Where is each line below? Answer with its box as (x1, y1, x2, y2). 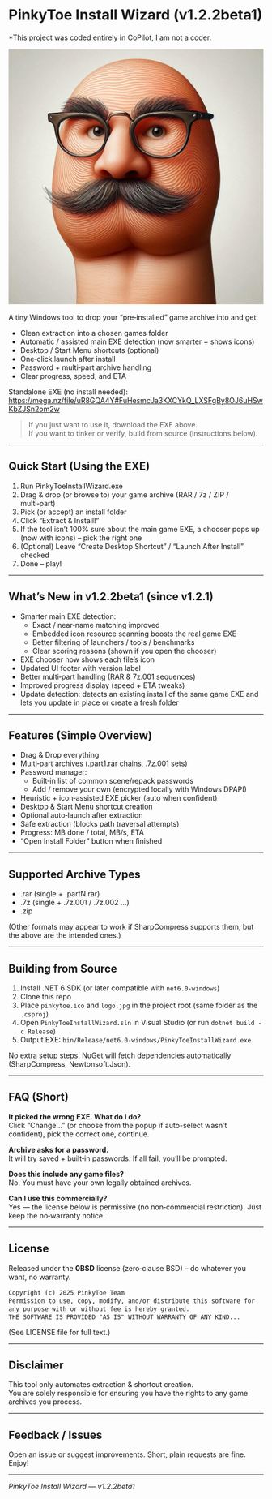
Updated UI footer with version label (19, 663, 142, 672)
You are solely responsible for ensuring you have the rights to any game (8, 1389, 249, 1398)
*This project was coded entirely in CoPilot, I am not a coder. (8, 32, 212, 42)
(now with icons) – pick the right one (19, 533, 142, 543)
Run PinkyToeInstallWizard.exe (19, 481, 123, 491)
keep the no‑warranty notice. (8, 1210, 105, 1220)
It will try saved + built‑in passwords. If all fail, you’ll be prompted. (8, 1153, 227, 1163)
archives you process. (8, 1397, 83, 1407)
